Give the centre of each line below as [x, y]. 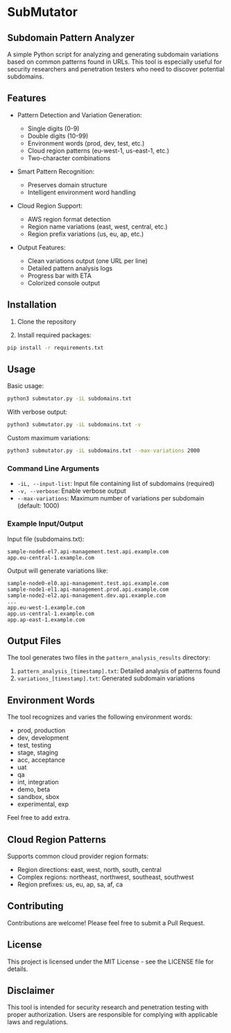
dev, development [43, 738]
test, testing [34, 745]
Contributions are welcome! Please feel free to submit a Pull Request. [106, 923]
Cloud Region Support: [50, 205]
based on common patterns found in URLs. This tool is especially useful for [114, 62]
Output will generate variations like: [58, 571]
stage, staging [38, 753]
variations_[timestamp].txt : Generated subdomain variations [106, 678]
